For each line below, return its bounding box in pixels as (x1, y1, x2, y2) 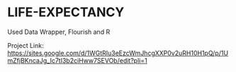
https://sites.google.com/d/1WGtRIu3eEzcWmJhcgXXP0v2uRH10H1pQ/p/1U (7, 49, 229, 57)
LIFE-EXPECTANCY (7, 4, 125, 20)
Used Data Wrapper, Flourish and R (7, 28, 111, 36)
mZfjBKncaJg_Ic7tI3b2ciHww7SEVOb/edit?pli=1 (7, 56, 147, 64)
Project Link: (7, 41, 44, 49)
